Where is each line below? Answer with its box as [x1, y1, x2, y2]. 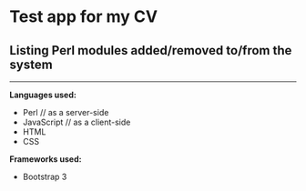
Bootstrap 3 [22, 171, 67, 182]
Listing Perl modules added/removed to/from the [9, 43, 292, 58]
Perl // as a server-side [22, 107, 109, 117]
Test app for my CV [9, 6, 158, 27]
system [9, 56, 53, 72]
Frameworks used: [9, 154, 82, 165]
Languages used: [9, 89, 77, 100]
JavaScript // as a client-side [22, 116, 131, 127]
